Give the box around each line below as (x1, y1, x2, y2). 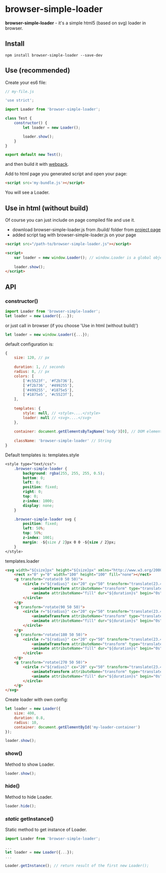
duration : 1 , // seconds (14, 364, 65, 369)
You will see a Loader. (5, 190, 50, 196)
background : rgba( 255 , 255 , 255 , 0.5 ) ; (23, 471, 105, 476)
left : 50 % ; (23, 526, 45, 531)
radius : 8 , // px (14, 369, 50, 374)
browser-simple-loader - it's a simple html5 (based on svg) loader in (5, 20, 146, 26)
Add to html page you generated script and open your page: (5, 171, 127, 177)
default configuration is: (5, 341, 54, 347)
